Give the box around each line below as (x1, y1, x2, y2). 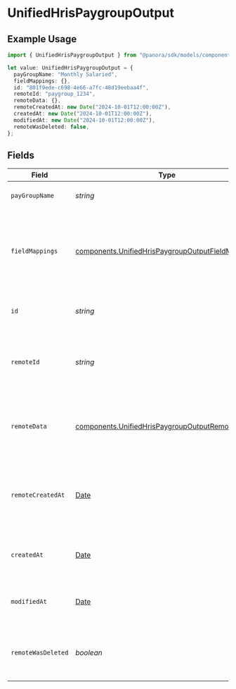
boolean (74, 648, 103, 658)
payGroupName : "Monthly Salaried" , (13, 70, 118, 78)
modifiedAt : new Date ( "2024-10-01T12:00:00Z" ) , (13, 116, 156, 124)
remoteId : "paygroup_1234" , (13, 90, 96, 98)
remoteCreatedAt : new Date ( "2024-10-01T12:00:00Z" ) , (13, 104, 171, 111)
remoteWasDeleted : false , (13, 123, 90, 130)
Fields (7, 149, 35, 161)
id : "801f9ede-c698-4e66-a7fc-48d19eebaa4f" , (13, 84, 150, 91)
